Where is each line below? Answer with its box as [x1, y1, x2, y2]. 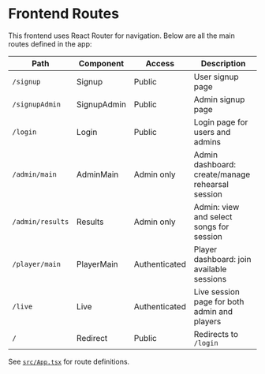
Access [145, 58, 175, 69]
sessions [193, 273, 227, 284]
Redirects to [193, 328, 239, 339]
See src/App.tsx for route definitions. [8, 357, 130, 366]
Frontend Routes [8, 5, 120, 23]
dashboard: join [193, 253, 252, 264]
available [193, 264, 227, 275]
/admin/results [12, 217, 69, 226]
